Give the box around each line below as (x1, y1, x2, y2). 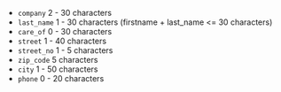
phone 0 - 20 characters (17, 73, 105, 83)
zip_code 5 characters (17, 55, 98, 65)
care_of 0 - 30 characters (17, 27, 113, 36)
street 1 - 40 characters (17, 35, 107, 46)
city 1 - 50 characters (17, 64, 98, 74)
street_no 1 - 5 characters (17, 45, 113, 56)
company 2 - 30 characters (17, 8, 113, 18)
